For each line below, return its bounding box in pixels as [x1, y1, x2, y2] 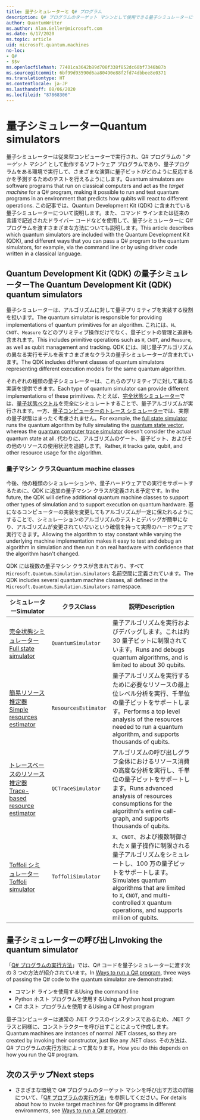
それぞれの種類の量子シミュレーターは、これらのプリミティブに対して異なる [6, 377, 193, 385]
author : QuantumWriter [6, 20, 62, 26]
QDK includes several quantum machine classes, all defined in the [6, 576, 168, 583]
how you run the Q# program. [6, 1051, 79, 1058]
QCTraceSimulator [51, 785, 101, 792]
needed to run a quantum [112, 722, 183, 731]
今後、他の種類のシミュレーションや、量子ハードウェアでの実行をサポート [6, 479, 189, 487]
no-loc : [6, 48, 26, 54]
